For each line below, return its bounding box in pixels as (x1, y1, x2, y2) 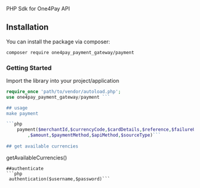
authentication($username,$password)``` (8, 176, 111, 182)
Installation (6, 22, 49, 32)
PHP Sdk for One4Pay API (6, 5, 70, 12)
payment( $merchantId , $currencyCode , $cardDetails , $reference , (17, 127, 171, 133)
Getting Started (6, 64, 52, 72)
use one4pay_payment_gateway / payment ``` (6, 94, 111, 100)
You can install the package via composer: (6, 38, 110, 45)
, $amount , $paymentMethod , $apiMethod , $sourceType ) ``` (27, 132, 161, 139)
